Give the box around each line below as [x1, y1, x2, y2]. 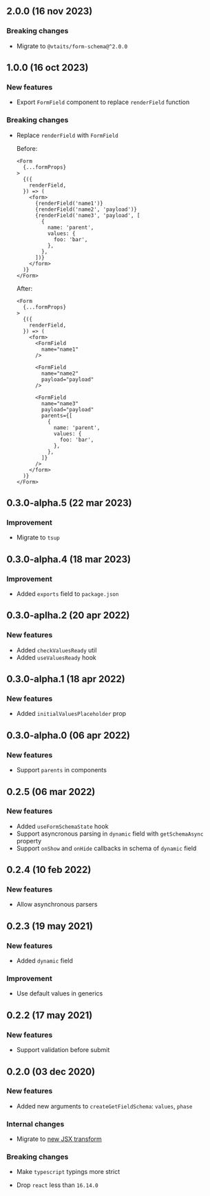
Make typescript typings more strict [16, 1168, 120, 1176]
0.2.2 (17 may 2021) [6, 1009, 93, 1021]
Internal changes [6, 1119, 65, 1128]
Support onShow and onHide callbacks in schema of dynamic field [16, 844, 197, 852]
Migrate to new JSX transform [16, 1135, 103, 1143]
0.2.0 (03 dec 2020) [6, 1066, 96, 1078]
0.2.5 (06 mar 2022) [6, 785, 96, 798]
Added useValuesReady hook [16, 653, 97, 661]
